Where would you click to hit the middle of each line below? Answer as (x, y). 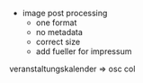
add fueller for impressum (84, 51)
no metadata (59, 32)
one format (56, 23)
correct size (58, 41)
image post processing (65, 13)
